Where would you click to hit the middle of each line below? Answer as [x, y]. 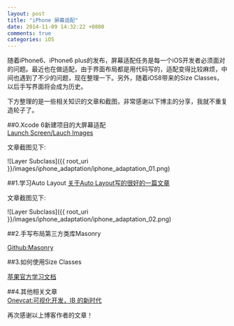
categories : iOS [31, 40]
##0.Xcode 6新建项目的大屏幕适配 [57, 125]
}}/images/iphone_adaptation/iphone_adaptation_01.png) [89, 169]
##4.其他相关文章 [32, 292]
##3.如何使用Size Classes [44, 262]
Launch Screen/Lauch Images [50, 133]
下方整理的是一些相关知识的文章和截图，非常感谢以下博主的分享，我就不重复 [117, 101]
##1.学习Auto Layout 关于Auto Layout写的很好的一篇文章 [88, 183]
